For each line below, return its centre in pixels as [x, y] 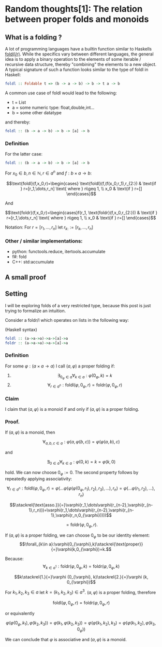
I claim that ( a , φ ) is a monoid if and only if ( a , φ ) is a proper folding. [72, 409]
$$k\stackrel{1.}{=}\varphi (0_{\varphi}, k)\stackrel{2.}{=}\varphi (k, [81, 577]
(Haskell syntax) [21, 330]
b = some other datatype [37, 112]
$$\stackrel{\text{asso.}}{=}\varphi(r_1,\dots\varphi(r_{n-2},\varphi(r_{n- [81, 505]
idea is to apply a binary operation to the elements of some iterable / [73, 59]
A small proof [26, 277]
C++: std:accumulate [33, 262]
